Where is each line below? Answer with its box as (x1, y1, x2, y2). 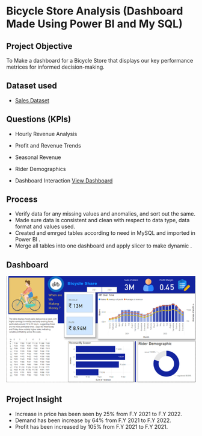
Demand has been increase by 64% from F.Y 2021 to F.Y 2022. (14, 417, 171, 424)
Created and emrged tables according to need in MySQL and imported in (14, 229, 195, 237)
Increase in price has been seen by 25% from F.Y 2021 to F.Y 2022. (14, 410, 182, 417)
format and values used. (14, 223, 75, 230)
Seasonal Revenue (14, 154, 61, 161)
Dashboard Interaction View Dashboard (14, 176, 113, 184)
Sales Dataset (14, 96, 50, 104)
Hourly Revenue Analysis (14, 130, 78, 137)
